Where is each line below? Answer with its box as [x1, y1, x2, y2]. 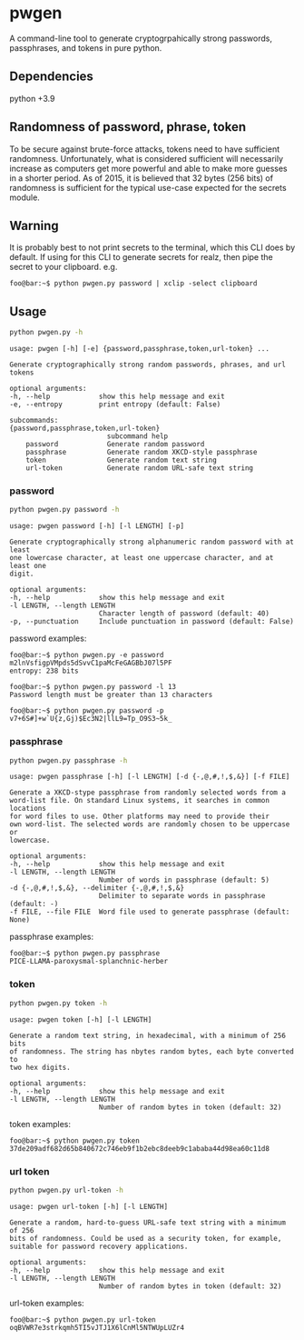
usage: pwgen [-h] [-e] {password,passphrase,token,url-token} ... [9, 345, 270, 354]
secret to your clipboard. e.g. [9, 262, 118, 273]
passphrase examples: [9, 931, 93, 943]
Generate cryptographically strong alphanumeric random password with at [9, 537, 295, 547]
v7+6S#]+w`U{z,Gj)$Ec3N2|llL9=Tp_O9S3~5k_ [9, 715, 172, 724]
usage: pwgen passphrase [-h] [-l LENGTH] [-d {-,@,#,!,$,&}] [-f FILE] [9, 772, 290, 782]
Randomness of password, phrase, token [9, 119, 247, 135]
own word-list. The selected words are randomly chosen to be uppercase [9, 820, 290, 829]
